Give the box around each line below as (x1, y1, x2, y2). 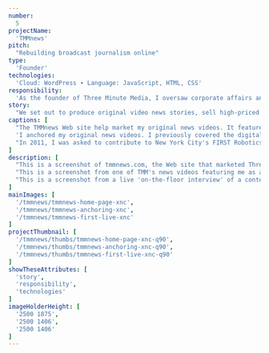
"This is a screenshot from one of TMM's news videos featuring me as (15, 168, 256, 176)
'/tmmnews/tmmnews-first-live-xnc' (15, 213, 134, 221)
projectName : (8, 26, 52, 34)
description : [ (8, 153, 59, 161)
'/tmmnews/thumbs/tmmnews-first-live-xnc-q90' (15, 250, 174, 258)
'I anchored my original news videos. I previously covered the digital (15, 131, 263, 139)
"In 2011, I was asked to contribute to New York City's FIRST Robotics (15, 138, 263, 147)
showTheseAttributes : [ (8, 266, 88, 274)
